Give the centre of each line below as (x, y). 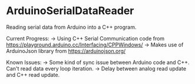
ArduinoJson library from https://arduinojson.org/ (66, 51)
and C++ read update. (33, 75)
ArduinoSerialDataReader (70, 11)
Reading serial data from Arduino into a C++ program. (71, 27)
